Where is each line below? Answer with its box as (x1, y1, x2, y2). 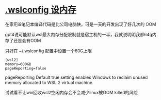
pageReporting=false (5, 66, 47, 71)
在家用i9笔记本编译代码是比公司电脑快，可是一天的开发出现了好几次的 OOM (5, 21, 157, 27)
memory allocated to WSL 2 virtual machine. (5, 79, 94, 85)
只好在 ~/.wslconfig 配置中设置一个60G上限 (5, 48, 92, 54)
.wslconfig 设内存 (5, 4, 77, 15)
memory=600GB (5, 61, 32, 67)
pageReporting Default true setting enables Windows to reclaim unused (5, 74, 148, 80)
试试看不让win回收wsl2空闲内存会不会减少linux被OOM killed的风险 (5, 89, 138, 95)
